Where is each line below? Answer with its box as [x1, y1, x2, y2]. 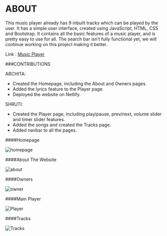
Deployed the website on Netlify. [12, 91, 81, 97]
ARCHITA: [5, 70, 26, 76]
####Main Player [5, 195, 41, 202]
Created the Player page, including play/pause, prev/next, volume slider [12, 111, 162, 117]
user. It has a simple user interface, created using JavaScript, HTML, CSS [5, 25, 158, 31]
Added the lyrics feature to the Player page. [12, 86, 104, 92]
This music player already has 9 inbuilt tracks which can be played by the [5, 20, 158, 26]
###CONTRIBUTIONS [5, 61, 51, 67]
